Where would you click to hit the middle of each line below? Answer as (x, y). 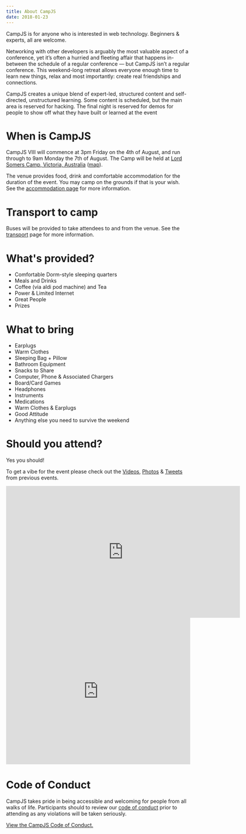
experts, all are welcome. (36, 40)
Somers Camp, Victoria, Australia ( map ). (55, 165)
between (17, 64)
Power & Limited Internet (44, 293)
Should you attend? (54, 444)
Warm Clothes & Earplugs (45, 408)
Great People (30, 299)
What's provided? (50, 258)
